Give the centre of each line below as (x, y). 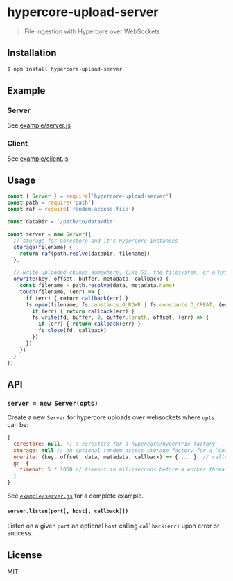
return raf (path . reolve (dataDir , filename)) (85, 254)
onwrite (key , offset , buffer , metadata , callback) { (91, 279)
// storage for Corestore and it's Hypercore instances (96, 241)
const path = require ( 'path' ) (51, 203)
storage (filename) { (43, 247)
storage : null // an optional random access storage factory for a (113, 450)
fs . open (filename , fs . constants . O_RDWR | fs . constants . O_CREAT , (120, 305)
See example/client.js (38, 158)
